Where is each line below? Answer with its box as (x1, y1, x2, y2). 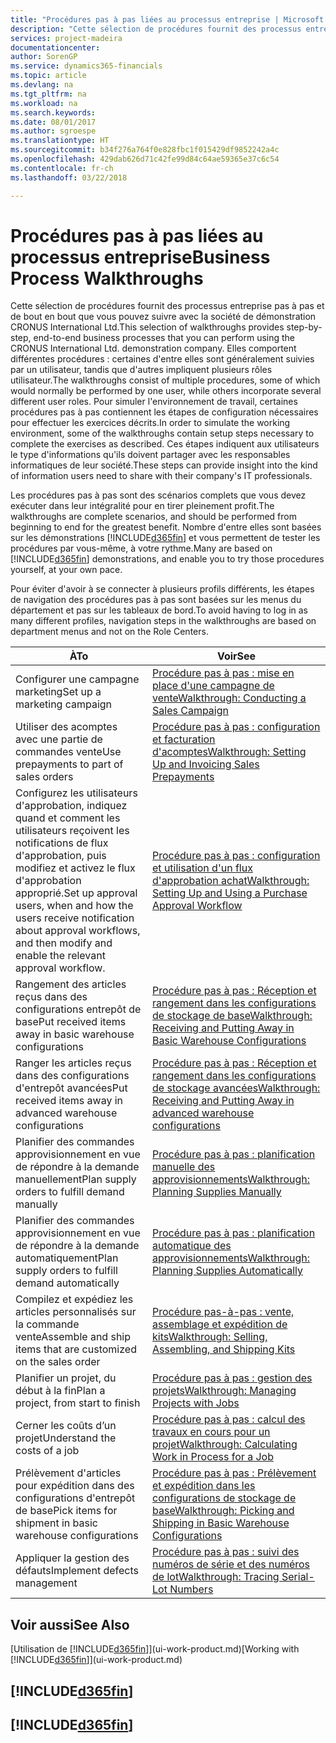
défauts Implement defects (15, 1564, 139, 1578)
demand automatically (15, 1276, 120, 1290)
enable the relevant (15, 949, 106, 963)
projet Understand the (15, 1431, 117, 1445)
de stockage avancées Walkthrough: (152, 1081, 321, 1095)
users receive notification (15, 911, 135, 925)
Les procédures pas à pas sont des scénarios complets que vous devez (10, 489, 307, 501)
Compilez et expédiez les (15, 1292, 134, 1306)
